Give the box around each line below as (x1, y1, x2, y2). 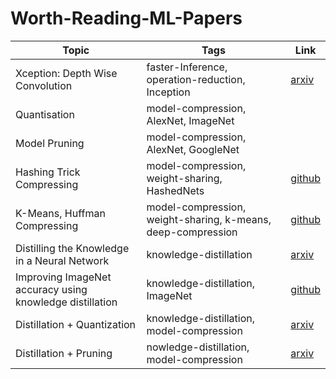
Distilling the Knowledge (15, 241, 130, 255)
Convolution (15, 78, 73, 92)
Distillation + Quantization (15, 317, 137, 331)
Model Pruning (15, 136, 85, 150)
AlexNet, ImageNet (146, 113, 235, 127)
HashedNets (146, 183, 205, 197)
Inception (146, 85, 191, 99)
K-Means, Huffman (15, 206, 106, 220)
